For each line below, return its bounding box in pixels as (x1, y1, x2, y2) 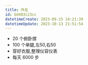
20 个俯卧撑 (12, 35, 37, 41)
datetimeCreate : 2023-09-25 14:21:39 (5, 16, 84, 21)
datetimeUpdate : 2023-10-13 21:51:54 (5, 21, 84, 26)
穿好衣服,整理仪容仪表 (12, 48, 58, 54)
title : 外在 (5, 7, 28, 12)
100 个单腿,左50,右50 (12, 42, 56, 48)
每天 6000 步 (12, 54, 39, 60)
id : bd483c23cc (5, 12, 37, 17)
